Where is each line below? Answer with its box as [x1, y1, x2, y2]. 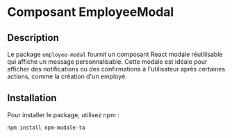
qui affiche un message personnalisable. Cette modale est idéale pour [7, 58, 208, 66]
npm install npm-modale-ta [7, 124, 85, 131]
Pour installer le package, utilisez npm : [7, 110, 119, 119]
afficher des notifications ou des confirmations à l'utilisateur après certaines [7, 65, 226, 73]
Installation [7, 92, 57, 104]
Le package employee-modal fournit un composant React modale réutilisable [7, 50, 223, 58]
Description [7, 32, 59, 44]
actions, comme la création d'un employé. [7, 72, 127, 80]
